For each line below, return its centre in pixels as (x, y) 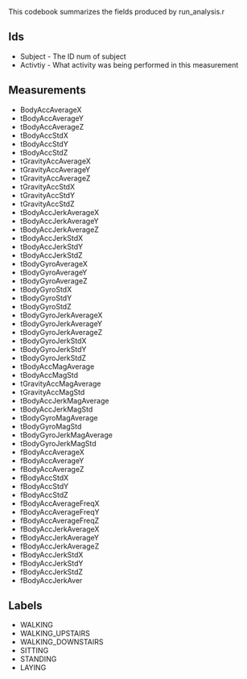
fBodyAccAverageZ (52, 469)
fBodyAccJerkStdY (51, 563)
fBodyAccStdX (44, 478)
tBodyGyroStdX (46, 289)
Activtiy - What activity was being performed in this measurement (129, 64)
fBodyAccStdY (44, 486)
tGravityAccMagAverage (60, 383)
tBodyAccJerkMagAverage (64, 400)
